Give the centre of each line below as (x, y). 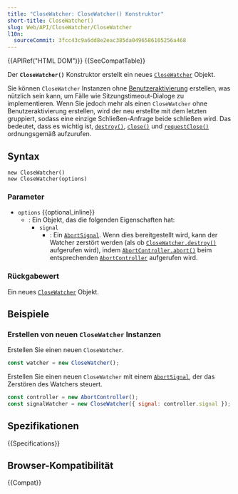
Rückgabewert (33, 277)
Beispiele (29, 314)
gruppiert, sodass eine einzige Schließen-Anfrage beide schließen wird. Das (119, 119)
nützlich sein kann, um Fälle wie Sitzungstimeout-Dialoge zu (96, 96)
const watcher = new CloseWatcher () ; (63, 363)
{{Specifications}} (34, 443)
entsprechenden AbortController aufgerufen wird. (124, 258)
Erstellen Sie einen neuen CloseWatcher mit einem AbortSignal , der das (111, 377)
